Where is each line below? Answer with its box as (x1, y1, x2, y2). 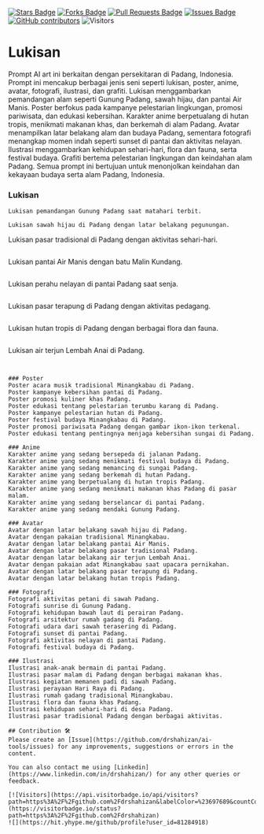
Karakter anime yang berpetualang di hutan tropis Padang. (8, 478, 206, 486)
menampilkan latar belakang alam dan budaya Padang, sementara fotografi (8, 128, 251, 137)
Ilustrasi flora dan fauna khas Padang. (8, 699, 143, 706)
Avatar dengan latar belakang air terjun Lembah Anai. (8, 554, 192, 562)
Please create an (8, 736, 65, 744)
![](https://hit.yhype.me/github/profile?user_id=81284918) (8, 819, 210, 827)
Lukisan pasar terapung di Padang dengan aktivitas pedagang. (8, 302, 211, 311)
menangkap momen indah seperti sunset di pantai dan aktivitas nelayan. (8, 136, 243, 146)
